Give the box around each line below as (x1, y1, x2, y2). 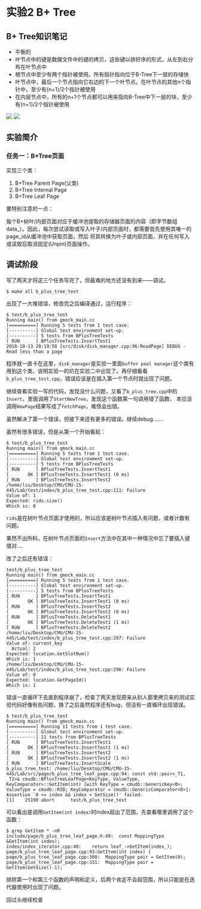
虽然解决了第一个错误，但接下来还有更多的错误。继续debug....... (6, 415, 164, 422)
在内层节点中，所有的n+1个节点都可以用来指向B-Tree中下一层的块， (14, 94, 182, 100)
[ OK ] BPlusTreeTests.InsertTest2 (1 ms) (6, 755, 130, 761)
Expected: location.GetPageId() (6, 677, 87, 683)
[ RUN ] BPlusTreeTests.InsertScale (6, 760, 111, 766)
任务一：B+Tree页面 (6, 152, 65, 160)
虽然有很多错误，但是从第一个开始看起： (6, 428, 106, 435)
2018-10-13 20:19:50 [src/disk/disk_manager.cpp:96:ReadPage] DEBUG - (6, 343, 186, 349)
